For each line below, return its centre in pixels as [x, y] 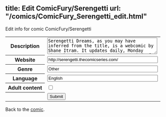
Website [25, 60]
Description [25, 46]
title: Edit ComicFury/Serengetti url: [63, 8]
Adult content [25, 88]
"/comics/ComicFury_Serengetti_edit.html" [76, 17]
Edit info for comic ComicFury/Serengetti [48, 29]
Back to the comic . [25, 109]
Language [25, 79]
